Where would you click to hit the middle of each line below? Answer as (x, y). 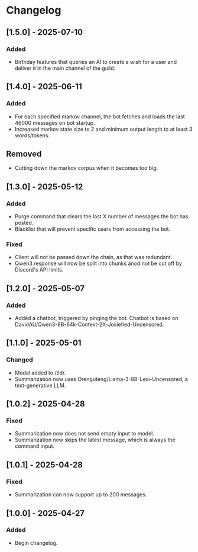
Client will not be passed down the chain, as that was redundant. (93, 257)
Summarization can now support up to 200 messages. (81, 495)
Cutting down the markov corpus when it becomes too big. (86, 168)
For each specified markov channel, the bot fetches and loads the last (100, 117)
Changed (20, 360)
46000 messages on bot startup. (55, 122)
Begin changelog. (36, 543)
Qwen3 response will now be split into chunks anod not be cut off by (98, 263)
